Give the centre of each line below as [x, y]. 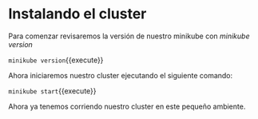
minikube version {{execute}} [56, 60]
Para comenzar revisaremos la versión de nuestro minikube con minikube [129, 36]
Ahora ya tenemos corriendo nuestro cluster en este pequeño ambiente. [127, 106]
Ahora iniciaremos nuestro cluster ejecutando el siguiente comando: [121, 75]
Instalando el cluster [77, 14]
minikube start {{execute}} [53, 91]
